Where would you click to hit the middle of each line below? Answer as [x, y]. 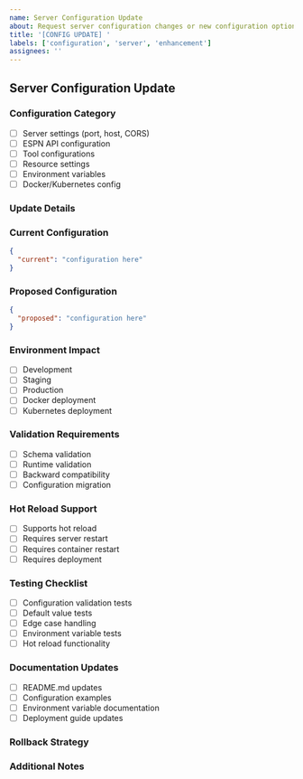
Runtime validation [57, 464]
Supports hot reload [60, 529]
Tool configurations [59, 154]
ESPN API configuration [66, 143]
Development [47, 370]
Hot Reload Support [53, 509]
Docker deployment [59, 400]
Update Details [42, 209]
